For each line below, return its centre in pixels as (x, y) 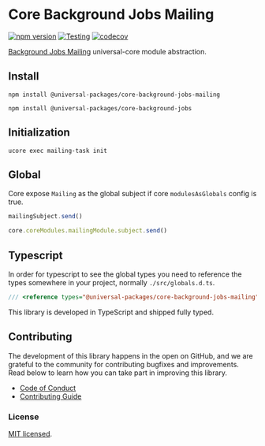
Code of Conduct (48, 388)
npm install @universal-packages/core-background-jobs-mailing (114, 95)
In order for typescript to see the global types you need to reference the (125, 274)
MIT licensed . (30, 433)
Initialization (39, 133)
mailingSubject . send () (45, 217)
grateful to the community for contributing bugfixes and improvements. (123, 364)
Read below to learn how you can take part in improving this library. (118, 373)
